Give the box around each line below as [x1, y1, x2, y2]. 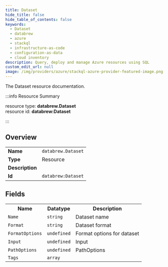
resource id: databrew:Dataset [5, 108, 71, 114]
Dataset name [76, 213, 109, 220]
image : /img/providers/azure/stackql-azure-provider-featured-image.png [5, 69, 163, 75]
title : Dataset [5, 7, 38, 13]
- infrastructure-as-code [10, 45, 65, 51]
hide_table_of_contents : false [5, 17, 72, 22]
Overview [5, 133, 37, 142]
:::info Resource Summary [5, 93, 60, 99]
